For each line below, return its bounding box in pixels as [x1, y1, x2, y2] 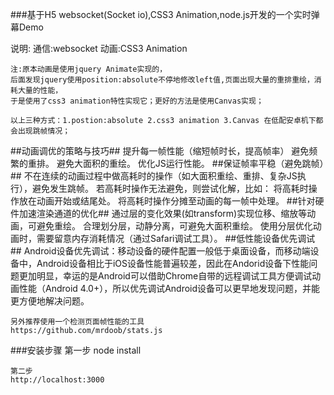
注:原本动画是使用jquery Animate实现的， [10, 64, 168, 74]
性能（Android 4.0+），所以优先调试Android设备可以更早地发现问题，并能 [18, 283, 321, 294]
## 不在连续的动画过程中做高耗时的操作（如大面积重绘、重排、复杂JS [10, 170, 298, 182]
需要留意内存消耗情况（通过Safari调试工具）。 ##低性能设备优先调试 [36, 233, 316, 244]
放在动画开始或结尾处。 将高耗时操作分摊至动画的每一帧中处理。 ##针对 [18, 195, 316, 207]
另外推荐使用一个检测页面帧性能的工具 [10, 317, 145, 327]
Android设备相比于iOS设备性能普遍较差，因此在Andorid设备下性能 [36, 258, 310, 269]
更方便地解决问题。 [10, 295, 90, 307]
